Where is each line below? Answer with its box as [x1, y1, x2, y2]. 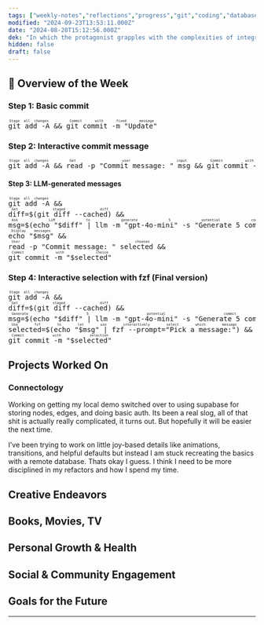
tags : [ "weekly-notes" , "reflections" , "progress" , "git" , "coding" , [8, 11, 226, 20]
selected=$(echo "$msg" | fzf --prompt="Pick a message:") [8, 325, 241, 334]
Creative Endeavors [8, 488, 108, 501]
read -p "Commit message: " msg [66, 161, 191, 170]
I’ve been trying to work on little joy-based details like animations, [8, 440, 221, 450]
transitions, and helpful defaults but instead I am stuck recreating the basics [8, 448, 254, 458]
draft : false [8, 48, 51, 56]
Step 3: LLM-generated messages [8, 178, 122, 188]
